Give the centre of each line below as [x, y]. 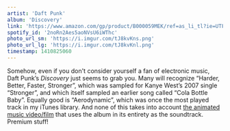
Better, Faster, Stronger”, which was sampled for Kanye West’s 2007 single [112, 85]
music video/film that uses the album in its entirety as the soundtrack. [105, 114]
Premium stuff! [28, 121]
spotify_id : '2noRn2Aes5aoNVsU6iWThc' [62, 32]
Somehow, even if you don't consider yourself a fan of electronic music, [108, 71]
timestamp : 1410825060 [39, 52]
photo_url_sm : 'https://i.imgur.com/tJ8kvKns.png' [81, 39]
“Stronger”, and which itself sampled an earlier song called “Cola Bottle [107, 92]
